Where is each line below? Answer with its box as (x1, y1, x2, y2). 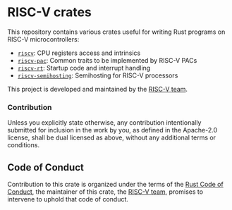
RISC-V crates (7, 4, 92, 20)
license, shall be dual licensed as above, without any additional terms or (7, 133, 216, 142)
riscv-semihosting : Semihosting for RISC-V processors (17, 71, 178, 80)
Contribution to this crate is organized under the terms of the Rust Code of (7, 180, 224, 189)
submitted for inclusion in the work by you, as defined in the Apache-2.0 (7, 126, 217, 135)
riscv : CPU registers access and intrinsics (17, 49, 141, 57)
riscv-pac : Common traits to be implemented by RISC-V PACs (17, 56, 197, 64)
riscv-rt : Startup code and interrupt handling (17, 63, 151, 72)
